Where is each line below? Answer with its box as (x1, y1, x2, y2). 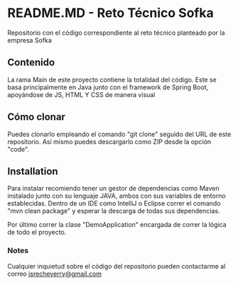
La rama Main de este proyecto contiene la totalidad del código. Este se (7, 75, 217, 84)
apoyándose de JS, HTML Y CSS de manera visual (7, 90, 156, 99)
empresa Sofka (7, 35, 52, 44)
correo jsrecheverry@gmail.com (7, 269, 102, 278)
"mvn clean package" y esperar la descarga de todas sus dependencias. (7, 207, 220, 216)
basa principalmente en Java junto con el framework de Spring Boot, (7, 83, 208, 91)
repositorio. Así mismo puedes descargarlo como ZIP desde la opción (7, 137, 212, 146)
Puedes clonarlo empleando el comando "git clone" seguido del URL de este (7, 130, 232, 138)
